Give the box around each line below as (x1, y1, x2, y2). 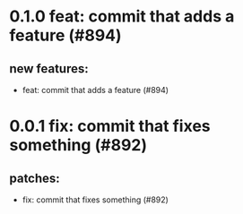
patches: (9, 170, 60, 185)
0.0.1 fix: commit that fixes (9, 116, 211, 136)
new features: (9, 61, 90, 76)
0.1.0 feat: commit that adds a (9, 6, 235, 27)
